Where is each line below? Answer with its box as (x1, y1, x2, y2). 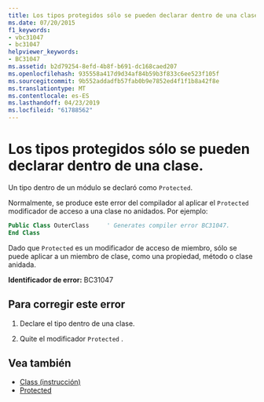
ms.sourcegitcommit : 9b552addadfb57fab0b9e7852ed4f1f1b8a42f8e (8, 77, 220, 85)
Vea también (8, 356, 71, 370)
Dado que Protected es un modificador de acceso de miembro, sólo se (8, 243, 237, 252)
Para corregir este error (8, 298, 126, 311)
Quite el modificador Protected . (19, 334, 123, 343)
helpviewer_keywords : (8, 48, 79, 56)
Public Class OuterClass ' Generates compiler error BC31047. (8, 221, 230, 229)
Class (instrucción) (19, 378, 81, 387)
